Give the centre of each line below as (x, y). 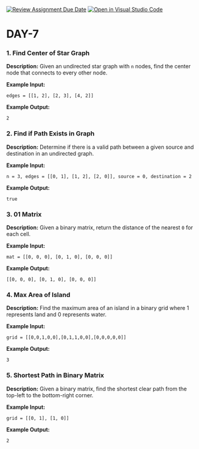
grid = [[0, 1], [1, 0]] (38, 418)
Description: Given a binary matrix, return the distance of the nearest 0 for (100, 228)
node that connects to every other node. (57, 73)
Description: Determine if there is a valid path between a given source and (100, 147)
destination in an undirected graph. (50, 153)
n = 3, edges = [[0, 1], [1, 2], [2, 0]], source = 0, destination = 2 (99, 176)
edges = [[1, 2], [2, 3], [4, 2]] (50, 96)
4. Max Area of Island (38, 295)
